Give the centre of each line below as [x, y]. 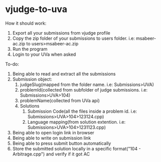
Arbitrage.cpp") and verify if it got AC [51, 154]
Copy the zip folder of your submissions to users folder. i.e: [74, 38]
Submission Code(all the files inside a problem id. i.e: [82, 111]
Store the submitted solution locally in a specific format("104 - [77, 148]
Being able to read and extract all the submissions [64, 73]
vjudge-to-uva [36, 9]
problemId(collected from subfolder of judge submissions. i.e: [84, 90]
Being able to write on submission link [52, 138]
